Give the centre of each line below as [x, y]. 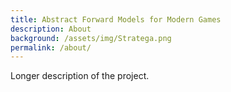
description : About [51, 29]
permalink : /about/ [51, 47]
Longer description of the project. [80, 76]
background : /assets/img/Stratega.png [91, 38]
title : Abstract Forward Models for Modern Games [116, 19]
